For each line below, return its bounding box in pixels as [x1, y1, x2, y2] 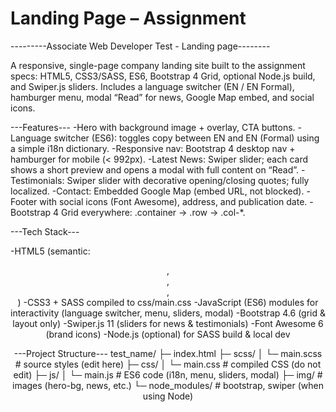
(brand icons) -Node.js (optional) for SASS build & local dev [45, 328, 291, 340]
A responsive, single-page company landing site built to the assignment [10, 59, 306, 71]
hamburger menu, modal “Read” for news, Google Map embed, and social [10, 91, 315, 103]
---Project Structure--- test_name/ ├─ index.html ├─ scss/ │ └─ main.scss [13, 347, 323, 359]
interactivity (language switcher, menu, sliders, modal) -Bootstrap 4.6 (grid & [10, 307, 326, 319]
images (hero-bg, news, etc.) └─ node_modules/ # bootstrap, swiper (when [12, 379, 324, 391]
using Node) [142, 390, 194, 402]
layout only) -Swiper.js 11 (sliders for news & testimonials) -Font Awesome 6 [12, 317, 324, 329]
